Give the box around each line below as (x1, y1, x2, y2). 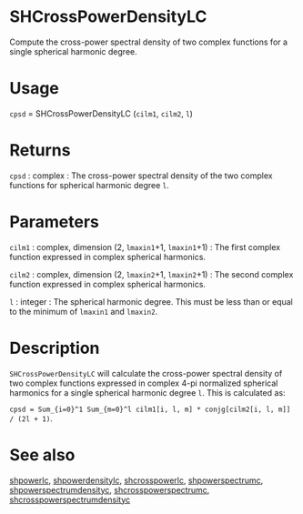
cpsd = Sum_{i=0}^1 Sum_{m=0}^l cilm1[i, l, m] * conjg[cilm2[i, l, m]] (9, 405, 291, 414)
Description (9, 338, 100, 358)
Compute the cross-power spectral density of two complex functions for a (9, 36, 288, 47)
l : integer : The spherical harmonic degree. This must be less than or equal (9, 296, 293, 307)
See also (9, 444, 76, 465)
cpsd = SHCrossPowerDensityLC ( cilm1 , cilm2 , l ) (9, 107, 194, 119)
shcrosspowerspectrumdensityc (9, 494, 130, 505)
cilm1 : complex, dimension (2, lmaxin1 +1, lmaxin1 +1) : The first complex (9, 241, 280, 252)
